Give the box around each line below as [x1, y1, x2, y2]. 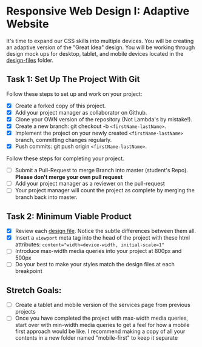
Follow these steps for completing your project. [6, 155, 124, 162]
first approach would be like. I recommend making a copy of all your [15, 328, 186, 335]
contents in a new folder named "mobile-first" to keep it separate [15, 334, 178, 342]
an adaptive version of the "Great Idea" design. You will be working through [6, 44, 195, 51]
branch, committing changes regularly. [15, 136, 112, 144]
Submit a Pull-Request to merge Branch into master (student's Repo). [15, 167, 188, 174]
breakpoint [15, 268, 42, 275]
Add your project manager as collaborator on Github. [15, 109, 147, 116]
